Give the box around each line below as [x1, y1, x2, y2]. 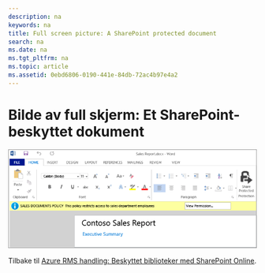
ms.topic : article [8, 63, 69, 71]
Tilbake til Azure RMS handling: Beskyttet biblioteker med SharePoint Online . [8, 256, 257, 266]
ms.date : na [8, 46, 47, 54]
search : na [8, 38, 44, 46]
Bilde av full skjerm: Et [8, 106, 157, 124]
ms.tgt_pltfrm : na [8, 54, 69, 62]
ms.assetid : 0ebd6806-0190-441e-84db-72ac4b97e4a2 [8, 71, 178, 79]
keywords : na [8, 21, 51, 29]
